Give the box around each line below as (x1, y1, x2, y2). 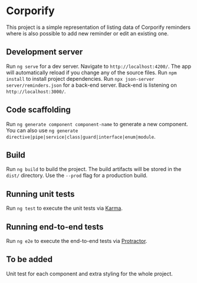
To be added (6, 255, 53, 265)
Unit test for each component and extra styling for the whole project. (6, 270, 173, 277)
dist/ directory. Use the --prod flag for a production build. (6, 172, 147, 179)
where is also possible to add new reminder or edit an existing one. (6, 29, 169, 37)
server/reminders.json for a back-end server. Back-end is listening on (6, 81, 177, 88)
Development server (6, 47, 83, 57)
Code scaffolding (6, 105, 71, 115)
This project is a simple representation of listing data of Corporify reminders (6, 24, 191, 31)
